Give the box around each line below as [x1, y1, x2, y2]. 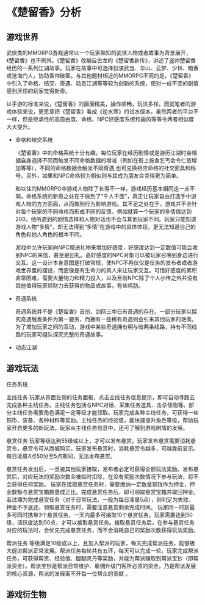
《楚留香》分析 [6, 5, 82, 20]
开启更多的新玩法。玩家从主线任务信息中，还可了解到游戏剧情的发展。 [11, 424, 188, 431]
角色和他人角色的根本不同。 [15, 231, 85, 238]
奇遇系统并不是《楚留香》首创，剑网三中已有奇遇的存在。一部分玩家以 [15, 308, 192, 315]
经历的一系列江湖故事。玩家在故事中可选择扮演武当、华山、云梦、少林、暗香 [6, 65, 199, 71]
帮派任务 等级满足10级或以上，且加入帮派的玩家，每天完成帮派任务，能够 [6, 539, 190, 546]
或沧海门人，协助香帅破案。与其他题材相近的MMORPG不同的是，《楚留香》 [6, 72, 194, 79]
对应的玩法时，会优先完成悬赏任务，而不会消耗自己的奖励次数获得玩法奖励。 [6, 526, 199, 534]
